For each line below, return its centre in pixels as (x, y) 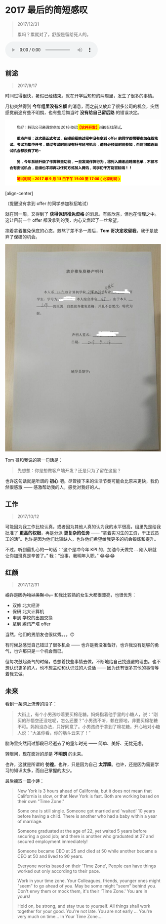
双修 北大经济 (26, 605)
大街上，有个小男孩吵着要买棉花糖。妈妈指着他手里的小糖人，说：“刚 (87, 715)
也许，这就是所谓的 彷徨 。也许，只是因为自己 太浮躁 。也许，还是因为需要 (80, 764)
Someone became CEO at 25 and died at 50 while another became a (87, 851)
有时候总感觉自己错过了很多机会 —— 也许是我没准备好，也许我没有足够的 (80, 645)
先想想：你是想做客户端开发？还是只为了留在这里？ (69, 470)
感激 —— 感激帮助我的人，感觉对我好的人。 (58, 487)
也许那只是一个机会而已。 (40, 651)
